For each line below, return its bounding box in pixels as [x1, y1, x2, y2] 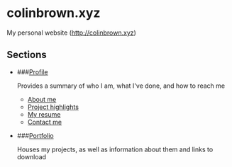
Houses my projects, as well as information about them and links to [16, 145, 214, 154]
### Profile [16, 67, 48, 76]
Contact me [27, 117, 62, 126]
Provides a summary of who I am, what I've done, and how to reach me [16, 81, 225, 90]
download [16, 152, 47, 161]
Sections [6, 49, 47, 61]
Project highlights [27, 103, 79, 111]
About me [27, 95, 57, 103]
